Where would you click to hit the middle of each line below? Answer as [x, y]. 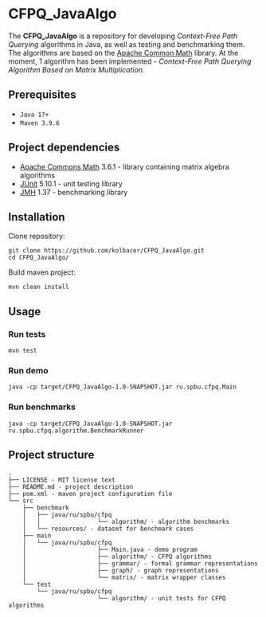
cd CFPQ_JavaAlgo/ [39, 258]
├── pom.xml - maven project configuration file [90, 494]
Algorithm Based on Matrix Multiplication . [76, 69]
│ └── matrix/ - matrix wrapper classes [124, 578]
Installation [37, 217]
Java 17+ [34, 115]
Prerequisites [42, 95]
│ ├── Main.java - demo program [110, 550]
